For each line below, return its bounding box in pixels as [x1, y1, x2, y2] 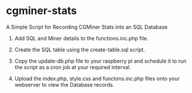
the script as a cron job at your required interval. [14, 63, 131, 71]
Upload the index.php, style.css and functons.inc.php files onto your [14, 75, 180, 82]
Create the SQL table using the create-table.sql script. [14, 46, 145, 53]
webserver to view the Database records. [14, 81, 115, 88]
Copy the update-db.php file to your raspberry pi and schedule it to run [14, 57, 187, 64]
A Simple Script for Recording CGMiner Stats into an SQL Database [6, 23, 168, 30]
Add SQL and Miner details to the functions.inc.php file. [14, 35, 149, 42]
